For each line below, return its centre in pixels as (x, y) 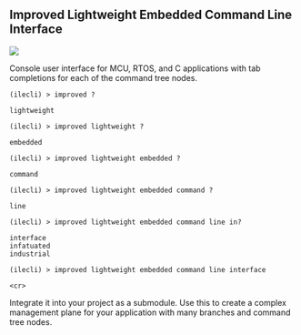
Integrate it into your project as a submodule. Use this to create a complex (148, 302)
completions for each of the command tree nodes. (104, 77)
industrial (30, 254)
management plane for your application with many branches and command (150, 312)
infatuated (30, 246)
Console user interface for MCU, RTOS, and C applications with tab (135, 68)
